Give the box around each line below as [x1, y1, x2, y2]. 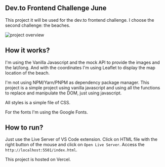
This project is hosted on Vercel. [5, 157, 71, 163]
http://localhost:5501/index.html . [5, 147, 78, 153]
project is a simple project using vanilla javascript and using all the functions [5, 84, 161, 90]
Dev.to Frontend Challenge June [5, 4, 107, 12]
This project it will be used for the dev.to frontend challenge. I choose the [5, 17, 155, 23]
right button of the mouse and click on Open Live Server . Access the [5, 142, 145, 148]
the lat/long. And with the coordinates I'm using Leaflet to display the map [5, 64, 156, 71]
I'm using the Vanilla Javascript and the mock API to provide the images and [5, 59, 160, 65]
